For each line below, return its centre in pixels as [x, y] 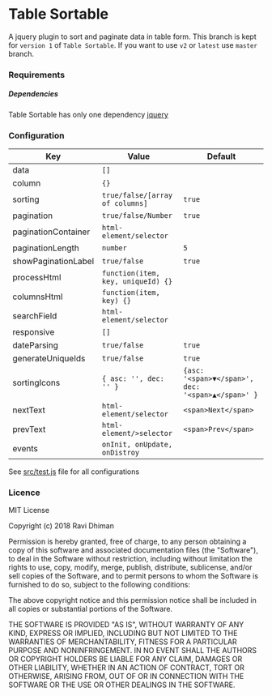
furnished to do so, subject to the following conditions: [99, 585]
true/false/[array [137, 196]
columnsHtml [38, 297]
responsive [34, 332]
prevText [29, 429]
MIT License [29, 510]
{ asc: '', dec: [133, 379]
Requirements [37, 75]
